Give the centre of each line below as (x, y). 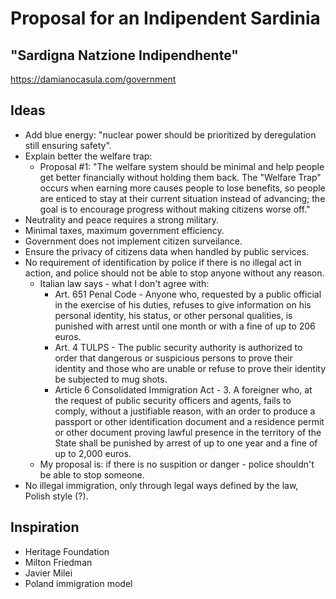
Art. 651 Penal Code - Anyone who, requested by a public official (188, 294)
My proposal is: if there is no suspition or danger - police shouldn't (177, 464)
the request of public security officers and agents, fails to (173, 400)
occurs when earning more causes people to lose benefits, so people (182, 188)
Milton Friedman (58, 562)
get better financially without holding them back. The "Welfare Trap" (180, 177)
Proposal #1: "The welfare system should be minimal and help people (182, 166)
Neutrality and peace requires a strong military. (122, 219)
